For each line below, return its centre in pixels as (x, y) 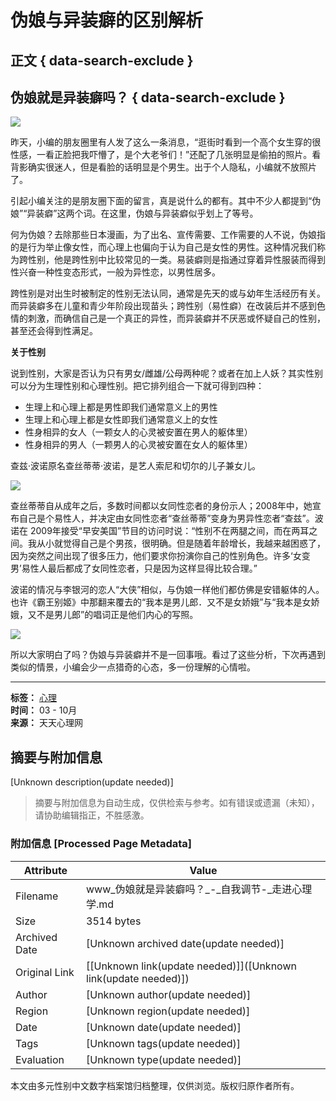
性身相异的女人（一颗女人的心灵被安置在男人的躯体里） (138, 432)
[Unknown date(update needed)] (164, 1027)
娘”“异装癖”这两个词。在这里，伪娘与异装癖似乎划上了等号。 (134, 213)
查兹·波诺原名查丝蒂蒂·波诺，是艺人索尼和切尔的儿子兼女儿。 (136, 466)
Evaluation (40, 1059)
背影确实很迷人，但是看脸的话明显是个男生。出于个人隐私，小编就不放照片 (163, 167)
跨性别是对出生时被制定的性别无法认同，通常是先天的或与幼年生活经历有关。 (168, 293)
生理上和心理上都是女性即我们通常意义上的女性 (121, 420)
